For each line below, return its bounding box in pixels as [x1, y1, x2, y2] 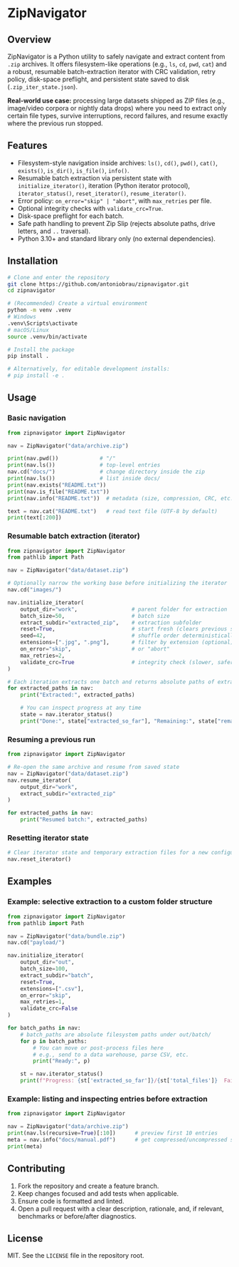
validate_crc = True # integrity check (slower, [20, 658, 215, 666]
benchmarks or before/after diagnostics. [17, 1211, 137, 1220]
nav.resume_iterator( [7, 777, 72, 784]
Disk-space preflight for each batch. [17, 212, 124, 220]
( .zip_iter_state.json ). [7, 83, 78, 90]
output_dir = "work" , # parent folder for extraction [20, 606, 228, 613]
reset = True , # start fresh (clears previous [20, 626, 228, 633]
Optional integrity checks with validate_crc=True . [17, 204, 164, 212]
